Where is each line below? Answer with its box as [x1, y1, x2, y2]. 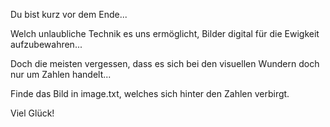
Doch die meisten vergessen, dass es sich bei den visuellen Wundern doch [10, 58, 320, 69]
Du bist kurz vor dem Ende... [10, 9, 128, 20]
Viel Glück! [10, 107, 55, 119]
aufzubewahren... [10, 39, 83, 50]
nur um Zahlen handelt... [10, 69, 112, 80]
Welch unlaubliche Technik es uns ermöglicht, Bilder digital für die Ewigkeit [10, 28, 320, 39]
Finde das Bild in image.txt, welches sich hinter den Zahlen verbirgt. [10, 88, 290, 99]
